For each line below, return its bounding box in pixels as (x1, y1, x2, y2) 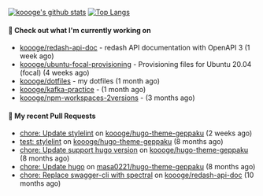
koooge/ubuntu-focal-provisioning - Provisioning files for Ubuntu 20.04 (19, 60, 252, 69)
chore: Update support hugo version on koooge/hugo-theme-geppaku (19, 146, 249, 155)
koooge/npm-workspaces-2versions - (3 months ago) (19, 93, 195, 102)
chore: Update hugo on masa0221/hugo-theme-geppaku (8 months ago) (19, 162, 256, 172)
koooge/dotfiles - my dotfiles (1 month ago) (19, 76, 160, 86)
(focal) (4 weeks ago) (19, 68, 90, 78)
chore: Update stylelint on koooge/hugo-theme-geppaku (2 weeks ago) (19, 128, 253, 138)
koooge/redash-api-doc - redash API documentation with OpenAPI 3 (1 (19, 43, 250, 53)
